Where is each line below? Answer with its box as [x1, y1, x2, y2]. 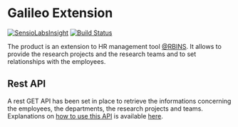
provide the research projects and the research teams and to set [7, 50, 197, 58]
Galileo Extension [7, 5, 113, 21]
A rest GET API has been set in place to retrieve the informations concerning [7, 96, 232, 105]
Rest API [7, 78, 46, 90]
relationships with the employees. [7, 57, 106, 65]
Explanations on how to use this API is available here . [7, 111, 164, 120]
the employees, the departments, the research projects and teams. [7, 104, 203, 113]
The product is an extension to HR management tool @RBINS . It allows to [7, 42, 222, 50]
